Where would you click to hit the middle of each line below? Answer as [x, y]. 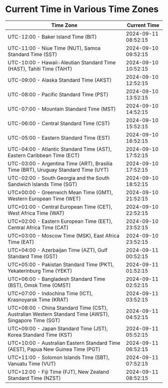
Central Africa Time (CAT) [38, 227]
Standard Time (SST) [32, 54]
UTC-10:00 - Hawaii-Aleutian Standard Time [62, 62]
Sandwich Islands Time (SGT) [42, 184]
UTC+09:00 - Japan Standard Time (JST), [58, 328]
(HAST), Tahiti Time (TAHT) [40, 69]
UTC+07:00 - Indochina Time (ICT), [50, 293]
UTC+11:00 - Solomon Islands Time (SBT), [59, 357]
